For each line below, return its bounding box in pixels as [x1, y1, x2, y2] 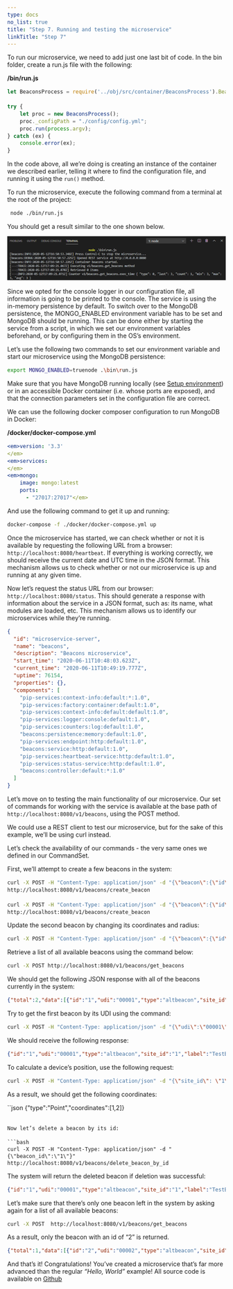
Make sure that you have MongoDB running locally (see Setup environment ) [7, 379, 224, 388]
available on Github [7, 1274, 62, 1283]
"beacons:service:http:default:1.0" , [19, 745, 129, 752]
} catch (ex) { [7, 132, 51, 139]
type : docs [7, 11, 39, 18]
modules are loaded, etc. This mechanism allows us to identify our [7, 606, 197, 615]
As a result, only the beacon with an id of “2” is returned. [7, 1233, 170, 1242]
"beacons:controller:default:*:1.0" [19, 768, 126, 775]
